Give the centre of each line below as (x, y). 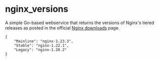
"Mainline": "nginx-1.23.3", (44, 41)
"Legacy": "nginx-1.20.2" (40, 50)
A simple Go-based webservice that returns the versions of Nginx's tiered (80, 23)
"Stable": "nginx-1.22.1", (41, 45)
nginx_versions (37, 9)
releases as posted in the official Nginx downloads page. (62, 28)
